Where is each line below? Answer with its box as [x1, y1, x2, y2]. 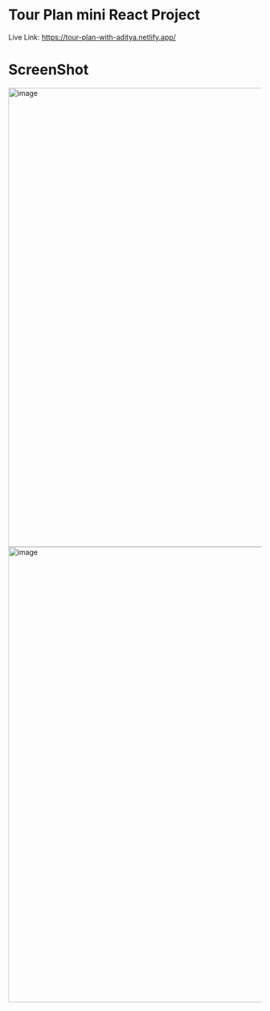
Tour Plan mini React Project [8, 6, 201, 24]
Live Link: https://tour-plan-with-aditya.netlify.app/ [8, 32, 177, 42]
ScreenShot [8, 60, 89, 79]
